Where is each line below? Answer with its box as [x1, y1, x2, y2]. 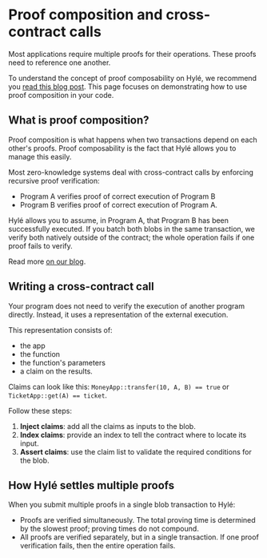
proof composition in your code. [8, 90, 114, 99]
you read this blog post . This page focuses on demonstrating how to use [8, 82, 248, 91]
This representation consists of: [8, 325, 114, 334]
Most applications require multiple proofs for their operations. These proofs [8, 49, 257, 59]
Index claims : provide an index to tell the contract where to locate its [19, 430, 247, 439]
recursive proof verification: [8, 176, 100, 185]
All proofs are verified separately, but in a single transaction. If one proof [19, 532, 260, 542]
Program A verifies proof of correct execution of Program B [19, 191, 216, 201]
